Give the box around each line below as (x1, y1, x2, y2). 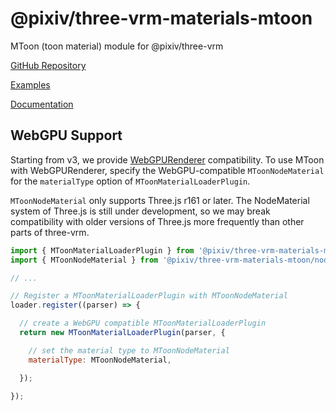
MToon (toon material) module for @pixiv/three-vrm (10, 40, 224, 52)
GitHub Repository (10, 59, 87, 71)
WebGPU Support (10, 127, 123, 144)
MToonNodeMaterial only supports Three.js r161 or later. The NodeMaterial (10, 194, 310, 206)
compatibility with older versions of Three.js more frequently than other (10, 215, 305, 227)
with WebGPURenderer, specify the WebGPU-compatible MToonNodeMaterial (10, 164, 325, 176)
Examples (10, 78, 51, 91)
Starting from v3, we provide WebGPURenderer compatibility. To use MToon (10, 153, 325, 166)
